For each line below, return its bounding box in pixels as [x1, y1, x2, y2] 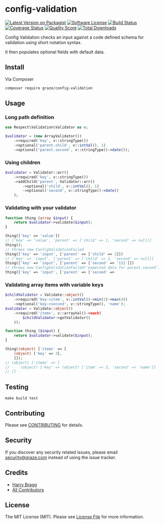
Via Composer [5, 76, 34, 82]
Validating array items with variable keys [5, 281, 104, 288]
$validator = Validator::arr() [5, 170, 69, 175]
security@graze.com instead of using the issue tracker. [5, 454, 116, 460]
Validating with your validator [5, 205, 77, 211]
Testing [5, 383, 29, 391]
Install [5, 63, 24, 71]
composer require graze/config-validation [5, 86, 93, 91]
